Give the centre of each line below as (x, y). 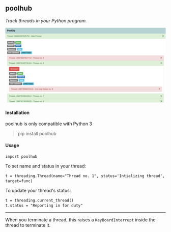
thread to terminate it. (28, 225)
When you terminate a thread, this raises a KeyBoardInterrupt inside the (81, 220)
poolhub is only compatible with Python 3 (49, 124)
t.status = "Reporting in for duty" (44, 206)
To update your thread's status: (38, 191)
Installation (17, 112)
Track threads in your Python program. (46, 20)
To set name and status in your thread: (46, 166)
